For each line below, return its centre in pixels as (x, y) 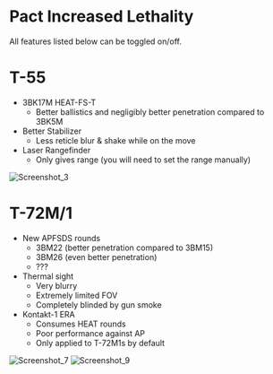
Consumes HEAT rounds (81, 324)
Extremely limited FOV (77, 295)
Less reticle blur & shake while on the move (115, 140)
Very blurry (56, 285)
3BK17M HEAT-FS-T (59, 102)
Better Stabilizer (52, 131)
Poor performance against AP (90, 333)
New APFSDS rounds (61, 238)
